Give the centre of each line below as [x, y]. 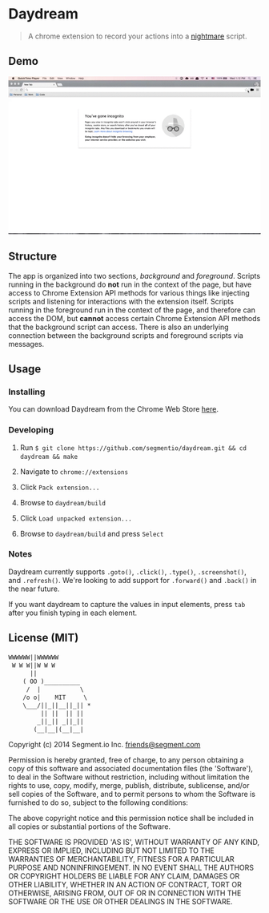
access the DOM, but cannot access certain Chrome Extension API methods [134, 318]
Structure [33, 257]
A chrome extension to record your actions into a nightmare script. [137, 36]
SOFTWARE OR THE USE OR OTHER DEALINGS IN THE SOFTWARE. [120, 901]
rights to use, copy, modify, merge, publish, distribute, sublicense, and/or [129, 785]
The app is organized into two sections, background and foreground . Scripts [134, 276]
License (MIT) [44, 638]
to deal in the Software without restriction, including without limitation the [129, 777]
